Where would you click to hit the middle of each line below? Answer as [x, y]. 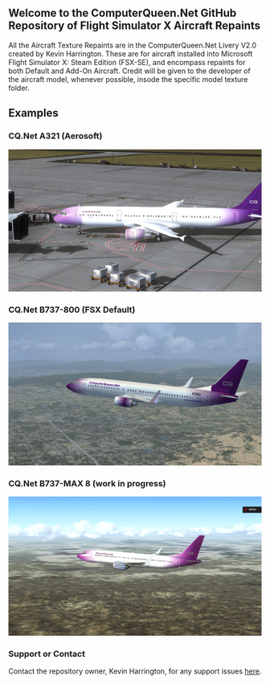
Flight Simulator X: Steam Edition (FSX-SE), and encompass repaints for [127, 62]
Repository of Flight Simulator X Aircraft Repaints [135, 26]
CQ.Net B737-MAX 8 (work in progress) [87, 483]
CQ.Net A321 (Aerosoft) [55, 136]
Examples [33, 113]
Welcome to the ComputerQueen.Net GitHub [123, 13]
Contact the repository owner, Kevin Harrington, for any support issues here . [135, 671]
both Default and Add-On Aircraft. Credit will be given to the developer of [129, 71]
